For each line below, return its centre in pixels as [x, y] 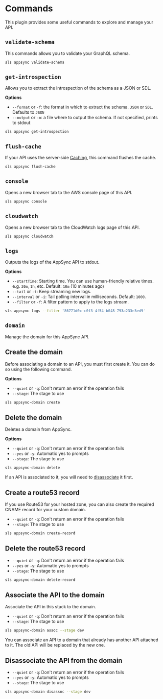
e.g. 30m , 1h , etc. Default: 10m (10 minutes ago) [58, 286]
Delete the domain [34, 417]
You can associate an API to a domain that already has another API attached [82, 640]
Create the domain [34, 352]
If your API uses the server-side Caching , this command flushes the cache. [81, 158]
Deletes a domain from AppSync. [38, 429]
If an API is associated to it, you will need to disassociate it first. [69, 477]
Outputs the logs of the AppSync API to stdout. [52, 262]
